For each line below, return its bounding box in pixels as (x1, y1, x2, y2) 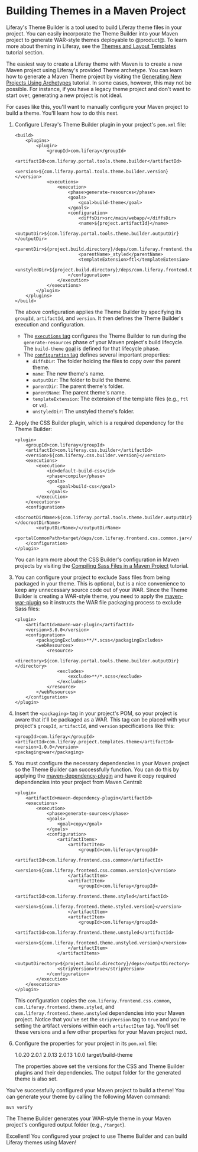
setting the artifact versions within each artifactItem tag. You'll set (14, 1022, 179, 1029)
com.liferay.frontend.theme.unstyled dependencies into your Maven (14, 1009, 185, 1017)
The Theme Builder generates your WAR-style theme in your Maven (6, 1115, 171, 1122)
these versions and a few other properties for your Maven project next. (14, 1028, 187, 1035)
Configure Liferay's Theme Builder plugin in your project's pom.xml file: (14, 121, 187, 128)
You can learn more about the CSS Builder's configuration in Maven (14, 556, 180, 563)
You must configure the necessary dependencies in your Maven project (14, 759, 190, 766)
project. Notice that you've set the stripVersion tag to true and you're (14, 1015, 186, 1022)
